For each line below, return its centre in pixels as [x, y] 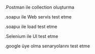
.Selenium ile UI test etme [31, 36]
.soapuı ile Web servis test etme [38, 17]
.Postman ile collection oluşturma [40, 7]
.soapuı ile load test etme [31, 26]
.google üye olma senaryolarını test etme [47, 46]
